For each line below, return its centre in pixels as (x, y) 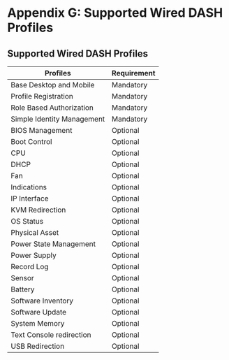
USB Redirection (38, 346)
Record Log (30, 267)
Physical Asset (35, 232)
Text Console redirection (51, 335)
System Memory (38, 323)
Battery (23, 289)
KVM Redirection (38, 210)
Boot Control (31, 142)
